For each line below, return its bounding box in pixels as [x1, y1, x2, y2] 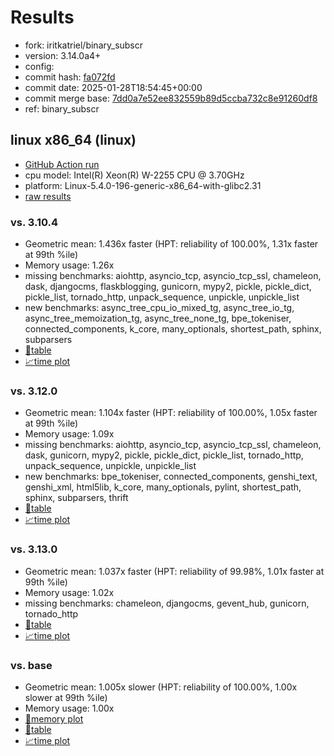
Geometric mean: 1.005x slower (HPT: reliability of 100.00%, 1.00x [24, 681, 298, 693]
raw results [24, 190, 72, 202]
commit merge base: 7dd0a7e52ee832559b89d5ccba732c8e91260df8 [24, 92, 318, 104]
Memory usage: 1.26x [24, 259, 115, 271]
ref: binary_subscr [24, 102, 100, 115]
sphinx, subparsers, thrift [24, 492, 129, 504]
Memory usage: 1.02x [24, 586, 115, 598]
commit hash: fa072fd [24, 71, 116, 83]
